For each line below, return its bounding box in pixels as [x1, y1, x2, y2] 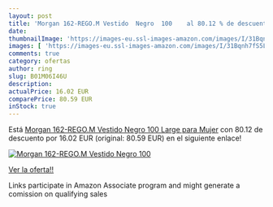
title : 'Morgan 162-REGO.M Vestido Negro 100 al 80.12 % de [8, 19, 234, 28]
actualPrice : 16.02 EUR [8, 87, 89, 96]
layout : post [8, 11, 53, 20]
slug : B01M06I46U [8, 72, 67, 80]
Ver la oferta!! [8, 165, 54, 175]
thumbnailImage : [8, 34, 63, 43]
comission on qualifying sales [8, 189, 108, 199]
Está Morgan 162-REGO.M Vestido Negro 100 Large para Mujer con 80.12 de [8, 125, 263, 135]
